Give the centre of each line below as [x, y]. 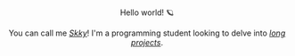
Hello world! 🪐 [147, 12]
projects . [147, 42]
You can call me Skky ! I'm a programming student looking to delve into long [147, 33]
